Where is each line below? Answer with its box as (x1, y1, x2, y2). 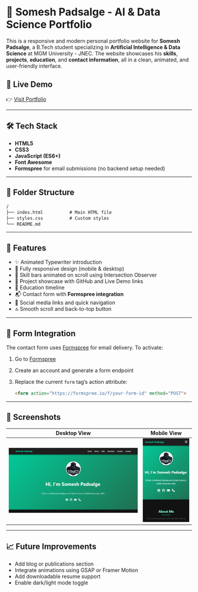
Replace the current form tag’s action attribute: (14, 379, 128, 385)
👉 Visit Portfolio (6, 96, 47, 103)
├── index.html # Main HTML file (6, 209, 112, 216)
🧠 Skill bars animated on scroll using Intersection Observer (14, 271, 157, 279)
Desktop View (55, 430, 91, 437)
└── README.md (6, 221, 41, 228)
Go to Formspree (14, 356, 56, 362)
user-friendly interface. (6, 62, 63, 70)
